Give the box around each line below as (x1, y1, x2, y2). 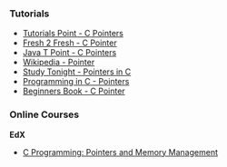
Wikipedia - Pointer (22, 57, 95, 68)
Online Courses (9, 108, 80, 121)
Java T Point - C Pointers (22, 47, 117, 58)
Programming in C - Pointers (22, 76, 130, 87)
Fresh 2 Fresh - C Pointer (22, 37, 117, 48)
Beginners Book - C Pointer (22, 85, 125, 97)
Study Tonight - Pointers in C (22, 66, 132, 77)
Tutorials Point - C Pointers (22, 28, 124, 39)
